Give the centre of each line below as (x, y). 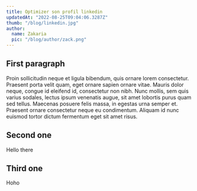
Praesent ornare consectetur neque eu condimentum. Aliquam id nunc (93, 110)
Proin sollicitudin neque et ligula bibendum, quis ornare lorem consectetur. (98, 78)
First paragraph (36, 64)
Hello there (20, 150)
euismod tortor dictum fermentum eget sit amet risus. (72, 116)
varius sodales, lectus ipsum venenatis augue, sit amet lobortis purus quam (99, 97)
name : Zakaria (29, 34)
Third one (24, 169)
